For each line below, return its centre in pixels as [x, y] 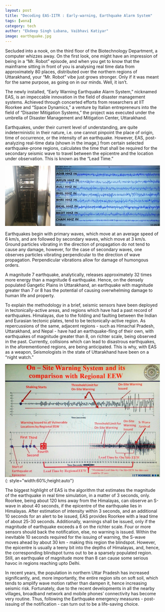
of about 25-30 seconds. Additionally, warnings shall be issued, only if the [80, 521]
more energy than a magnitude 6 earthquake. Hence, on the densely [74, 279]
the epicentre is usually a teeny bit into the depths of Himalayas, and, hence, [82, 547]
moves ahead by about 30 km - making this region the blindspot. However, [81, 542]
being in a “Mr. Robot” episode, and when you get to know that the [72, 61]
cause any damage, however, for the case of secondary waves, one [74, 249]
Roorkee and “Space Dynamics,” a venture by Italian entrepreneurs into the [81, 107]
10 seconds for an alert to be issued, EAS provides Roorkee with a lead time [82, 516]
